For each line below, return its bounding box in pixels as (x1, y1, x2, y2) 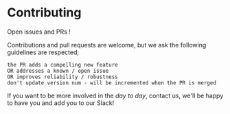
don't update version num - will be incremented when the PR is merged (7, 79, 216, 87)
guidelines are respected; (7, 48, 80, 56)
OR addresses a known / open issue (7, 67, 109, 74)
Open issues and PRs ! (7, 27, 71, 36)
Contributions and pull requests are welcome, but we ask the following (7, 41, 207, 49)
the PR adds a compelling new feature (7, 61, 118, 68)
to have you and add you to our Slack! (7, 98, 115, 107)
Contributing (7, 5, 82, 21)
